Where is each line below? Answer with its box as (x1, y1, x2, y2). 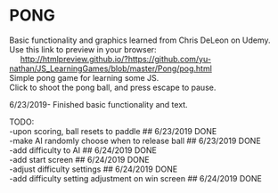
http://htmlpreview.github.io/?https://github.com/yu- (20, 53, 212, 64)
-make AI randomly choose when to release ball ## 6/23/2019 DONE (9, 135, 261, 146)
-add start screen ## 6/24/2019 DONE (9, 154, 150, 165)
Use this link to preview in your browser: (9, 44, 158, 54)
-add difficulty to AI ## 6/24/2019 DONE (9, 144, 158, 156)
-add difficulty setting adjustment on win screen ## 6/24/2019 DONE (9, 173, 263, 183)
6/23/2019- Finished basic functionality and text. (9, 99, 189, 109)
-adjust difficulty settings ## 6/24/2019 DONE (9, 164, 178, 174)
